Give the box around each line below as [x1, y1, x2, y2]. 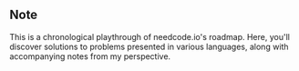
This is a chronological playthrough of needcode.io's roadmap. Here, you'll [9, 31, 290, 42]
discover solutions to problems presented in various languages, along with [9, 41, 289, 52]
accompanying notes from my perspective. [9, 50, 171, 62]
